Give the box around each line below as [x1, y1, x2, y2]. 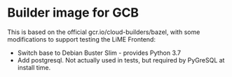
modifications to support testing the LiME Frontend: [7, 35, 156, 43]
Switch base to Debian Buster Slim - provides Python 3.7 [17, 49, 182, 57]
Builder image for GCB [7, 5, 139, 21]
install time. [17, 63, 51, 71]
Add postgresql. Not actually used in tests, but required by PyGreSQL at [17, 55, 225, 64]
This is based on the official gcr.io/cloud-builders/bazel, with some [7, 28, 200, 36]
